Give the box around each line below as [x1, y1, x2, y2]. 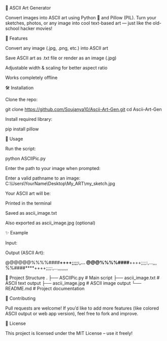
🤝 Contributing [5, 295, 36, 301]
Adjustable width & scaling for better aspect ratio [5, 65, 108, 71]
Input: [5, 240, 18, 246]
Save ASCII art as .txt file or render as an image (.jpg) [5, 55, 117, 61]
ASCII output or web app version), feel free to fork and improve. [5, 311, 139, 317]
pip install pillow [5, 126, 39, 132]
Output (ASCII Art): [5, 250, 45, 256]
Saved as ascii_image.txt [5, 210, 57, 216]
